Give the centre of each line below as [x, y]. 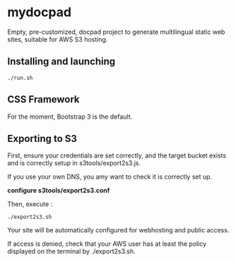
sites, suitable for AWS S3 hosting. [58, 39]
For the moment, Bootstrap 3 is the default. [70, 117]
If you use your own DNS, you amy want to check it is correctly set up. [110, 177]
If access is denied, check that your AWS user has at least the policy [107, 244]
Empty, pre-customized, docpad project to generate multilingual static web [116, 32]
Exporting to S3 [42, 138]
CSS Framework [43, 100]
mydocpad [40, 12]
